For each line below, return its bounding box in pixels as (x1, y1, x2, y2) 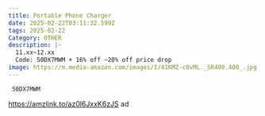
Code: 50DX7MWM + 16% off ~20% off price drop (15, 56, 172, 64)
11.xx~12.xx (15, 48, 56, 56)
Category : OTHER (8, 33, 62, 42)
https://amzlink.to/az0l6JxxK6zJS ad (8, 99, 129, 108)
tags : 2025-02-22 (8, 26, 66, 34)
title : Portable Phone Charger (8, 11, 112, 20)
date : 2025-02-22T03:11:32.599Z (8, 19, 115, 27)
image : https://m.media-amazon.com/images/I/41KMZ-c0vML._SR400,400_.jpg (8, 64, 258, 72)
